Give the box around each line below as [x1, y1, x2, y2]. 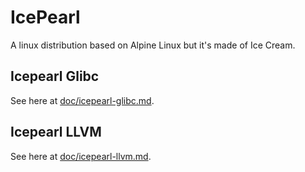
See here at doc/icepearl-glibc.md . [10, 94, 155, 106]
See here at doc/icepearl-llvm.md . [10, 150, 152, 162]
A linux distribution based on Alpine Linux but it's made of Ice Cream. [10, 39, 296, 51]
